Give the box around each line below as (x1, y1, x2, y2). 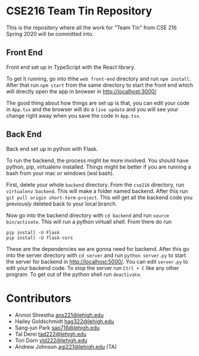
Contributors (6, 291, 71, 305)
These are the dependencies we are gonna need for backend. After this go (6, 245, 189, 252)
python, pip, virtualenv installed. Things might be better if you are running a (6, 163, 191, 170)
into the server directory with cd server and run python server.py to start (6, 251, 186, 259)
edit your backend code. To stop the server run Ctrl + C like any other (6, 264, 179, 271)
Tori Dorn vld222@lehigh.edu (14, 336, 88, 344)
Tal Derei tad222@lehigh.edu (14, 330, 87, 337)
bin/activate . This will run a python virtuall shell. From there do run (6, 218, 172, 225)
